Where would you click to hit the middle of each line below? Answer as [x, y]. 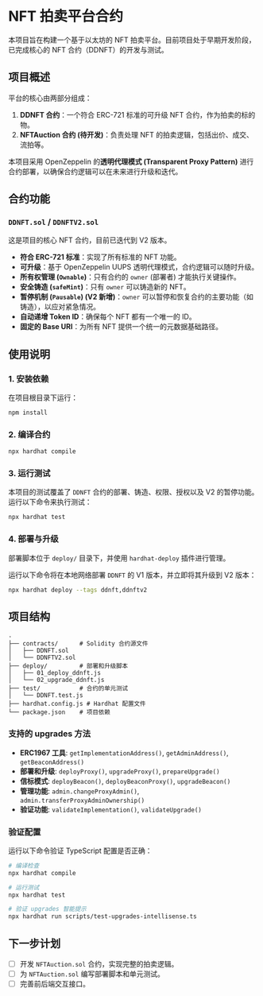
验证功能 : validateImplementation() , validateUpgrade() [111, 809]
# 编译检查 [24, 866]
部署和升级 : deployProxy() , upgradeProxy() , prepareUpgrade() [120, 771]
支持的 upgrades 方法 [50, 734]
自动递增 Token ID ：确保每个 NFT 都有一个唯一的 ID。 [108, 317]
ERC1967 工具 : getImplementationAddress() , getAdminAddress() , [124, 753]
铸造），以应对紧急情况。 [60, 307]
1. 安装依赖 [29, 378]
